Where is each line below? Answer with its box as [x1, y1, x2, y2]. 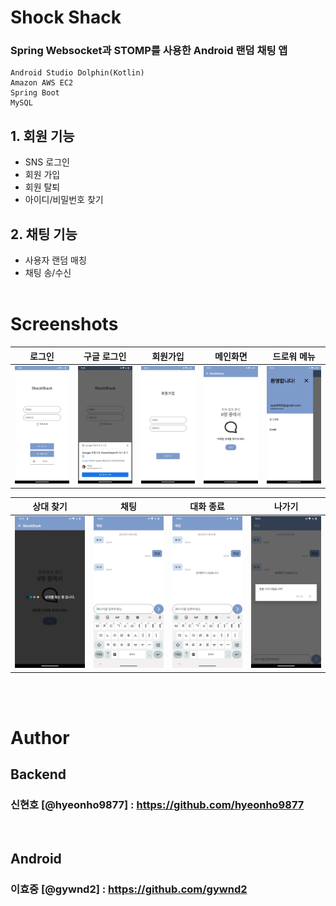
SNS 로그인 [24, 156, 70, 168]
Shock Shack [10, 6, 122, 29]
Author [10, 727, 70, 750]
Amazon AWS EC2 [10, 78, 74, 88]
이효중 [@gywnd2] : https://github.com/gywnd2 [10, 882, 248, 896]
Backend [10, 766, 67, 783]
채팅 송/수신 [24, 267, 72, 279]
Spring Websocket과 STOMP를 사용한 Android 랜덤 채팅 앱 [10, 44, 288, 58]
